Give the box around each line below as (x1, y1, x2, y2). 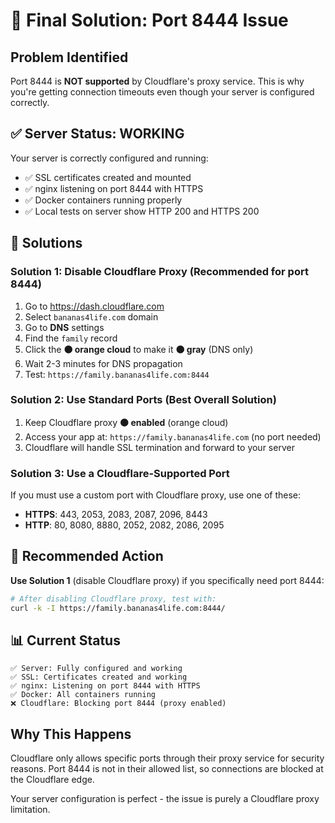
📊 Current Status (10, 632, 121, 649)
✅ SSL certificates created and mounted (24, 171, 192, 183)
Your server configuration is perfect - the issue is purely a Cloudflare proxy (10, 793, 320, 805)
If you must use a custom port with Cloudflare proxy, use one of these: (10, 489, 302, 501)
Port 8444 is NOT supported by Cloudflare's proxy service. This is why (10, 75, 305, 87)
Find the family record (24, 332, 118, 344)
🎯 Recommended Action (10, 548, 164, 565)
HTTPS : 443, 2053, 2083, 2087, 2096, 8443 (24, 509, 208, 521)
